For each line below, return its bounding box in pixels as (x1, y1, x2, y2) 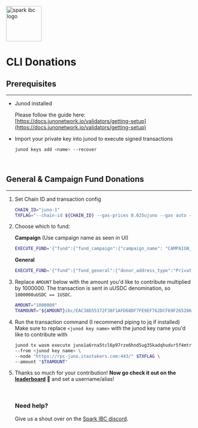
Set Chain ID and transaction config (14, 195, 101, 203)
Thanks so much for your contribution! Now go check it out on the (14, 369, 176, 376)
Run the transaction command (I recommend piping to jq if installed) (14, 318, 180, 326)
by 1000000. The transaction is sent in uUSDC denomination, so (14, 285, 171, 292)
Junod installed (14, 100, 52, 107)
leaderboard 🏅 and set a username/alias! (14, 376, 114, 383)
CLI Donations (6, 55, 77, 69)
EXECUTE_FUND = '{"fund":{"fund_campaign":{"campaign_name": (14, 245, 163, 252)
